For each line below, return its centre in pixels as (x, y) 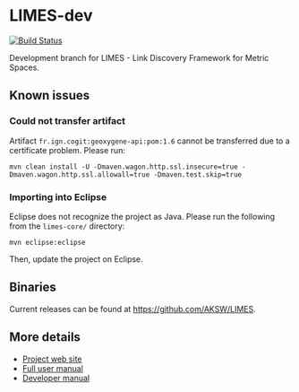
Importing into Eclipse (58, 196)
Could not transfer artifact (67, 121)
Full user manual (52, 368)
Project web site (52, 359)
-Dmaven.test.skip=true (198, 174)
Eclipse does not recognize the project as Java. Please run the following (142, 216)
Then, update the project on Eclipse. (76, 259)
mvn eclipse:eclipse (48, 242)
